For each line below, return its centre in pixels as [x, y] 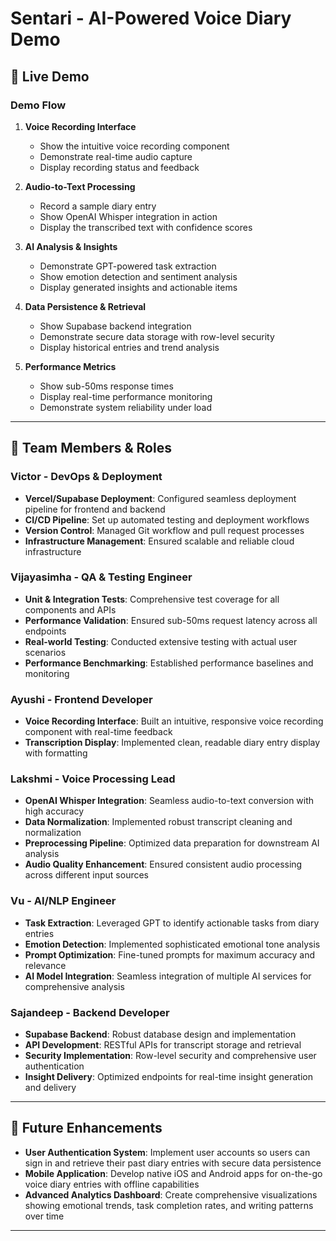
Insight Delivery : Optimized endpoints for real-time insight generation [168, 1077]
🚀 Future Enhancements [86, 1128]
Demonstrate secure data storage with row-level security [157, 336]
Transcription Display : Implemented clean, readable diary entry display [172, 743]
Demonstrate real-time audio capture [116, 156]
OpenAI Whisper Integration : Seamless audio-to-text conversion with [169, 801]
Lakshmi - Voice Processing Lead [93, 779]
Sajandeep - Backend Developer [90, 1012]
